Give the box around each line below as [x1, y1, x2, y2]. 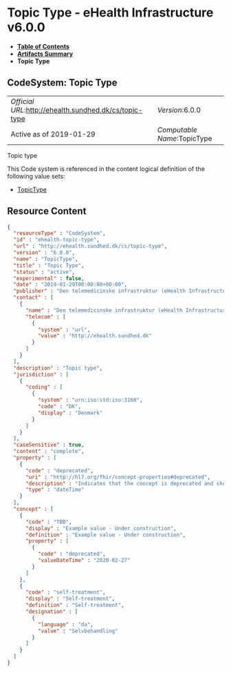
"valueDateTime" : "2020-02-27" [37, 557, 131, 564]
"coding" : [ [25, 384, 63, 391]
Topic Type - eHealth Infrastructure [7, 5, 214, 21]
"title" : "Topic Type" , [13, 262, 85, 269]
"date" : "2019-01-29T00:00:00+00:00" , [13, 281, 128, 288]
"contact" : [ [13, 294, 54, 301]
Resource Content [7, 205, 87, 217]
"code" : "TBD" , [25, 519, 72, 525]
